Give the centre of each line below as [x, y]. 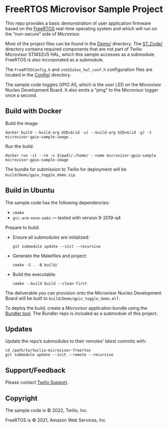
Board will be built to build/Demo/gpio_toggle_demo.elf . [63, 298]
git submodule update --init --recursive [56, 246]
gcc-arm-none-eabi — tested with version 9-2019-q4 [66, 218]
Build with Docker [33, 111]
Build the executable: [34, 274]
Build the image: [22, 123]
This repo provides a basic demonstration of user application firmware [78, 23]
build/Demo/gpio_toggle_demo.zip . [41, 174]
